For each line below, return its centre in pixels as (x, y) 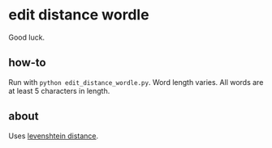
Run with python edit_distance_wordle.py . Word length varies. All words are (136, 82)
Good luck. (27, 37)
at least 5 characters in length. (59, 91)
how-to (27, 63)
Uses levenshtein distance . (54, 136)
